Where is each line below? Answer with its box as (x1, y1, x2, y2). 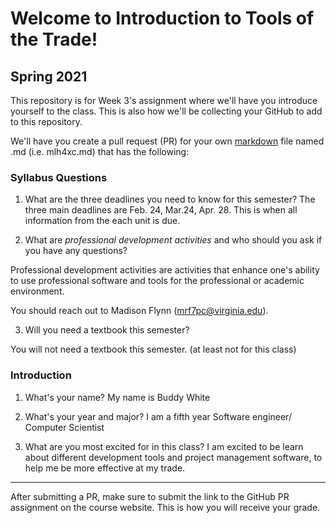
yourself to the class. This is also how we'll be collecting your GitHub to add (10, 105, 323, 117)
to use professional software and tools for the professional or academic (10, 275, 305, 287)
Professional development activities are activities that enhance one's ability (10, 264, 320, 276)
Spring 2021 (10, 68, 88, 85)
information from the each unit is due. (24, 215, 181, 227)
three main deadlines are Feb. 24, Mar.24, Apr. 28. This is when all (24, 204, 298, 216)
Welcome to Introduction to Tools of (10, 7, 315, 30)
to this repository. (10, 116, 83, 127)
